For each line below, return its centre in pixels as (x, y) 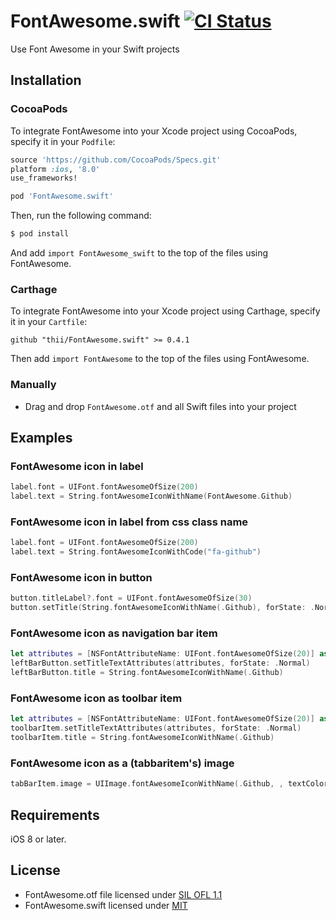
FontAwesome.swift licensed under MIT (106, 905)
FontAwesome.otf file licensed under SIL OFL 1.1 (123, 894)
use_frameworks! (44, 178)
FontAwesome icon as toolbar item (96, 698)
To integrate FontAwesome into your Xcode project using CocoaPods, (154, 131)
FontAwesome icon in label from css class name (129, 522)
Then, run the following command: (81, 216)
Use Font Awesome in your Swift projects (95, 49)
